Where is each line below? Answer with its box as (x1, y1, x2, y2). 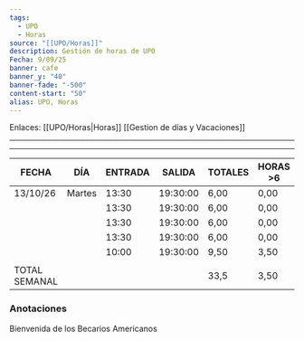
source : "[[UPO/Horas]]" (9, 38, 103, 48)
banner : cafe (9, 64, 59, 73)
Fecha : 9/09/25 (9, 55, 67, 64)
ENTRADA (105, 166, 150, 179)
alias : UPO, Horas (9, 97, 79, 107)
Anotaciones (9, 302, 68, 315)
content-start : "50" (9, 89, 88, 98)
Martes (66, 187, 98, 200)
